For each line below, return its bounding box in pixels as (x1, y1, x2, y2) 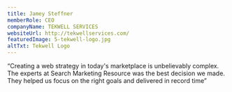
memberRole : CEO (7, 17, 55, 24)
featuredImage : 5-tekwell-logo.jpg (7, 36, 111, 43)
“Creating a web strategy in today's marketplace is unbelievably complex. (7, 62, 219, 70)
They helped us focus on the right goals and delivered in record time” (7, 77, 208, 84)
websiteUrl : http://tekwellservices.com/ (7, 29, 130, 37)
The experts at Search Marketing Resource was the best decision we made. (7, 69, 226, 77)
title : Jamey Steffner (7, 10, 73, 17)
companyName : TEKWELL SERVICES (7, 23, 99, 30)
